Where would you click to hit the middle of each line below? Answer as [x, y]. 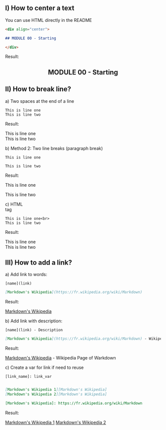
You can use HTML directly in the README [49, 20]
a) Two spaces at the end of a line [40, 101]
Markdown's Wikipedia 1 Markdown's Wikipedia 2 [56, 422]
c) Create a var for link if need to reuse [44, 367]
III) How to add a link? [39, 263]
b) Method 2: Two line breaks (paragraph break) [54, 148]
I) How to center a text [40, 8]
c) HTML [14, 204]
